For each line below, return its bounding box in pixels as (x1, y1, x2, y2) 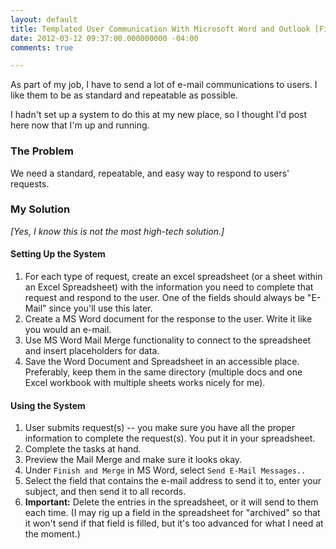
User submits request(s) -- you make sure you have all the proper (24, 422, 296, 434)
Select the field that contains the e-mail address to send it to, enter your (24, 475, 322, 487)
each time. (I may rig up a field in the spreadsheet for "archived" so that (24, 507, 321, 519)
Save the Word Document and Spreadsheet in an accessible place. (24, 356, 300, 368)
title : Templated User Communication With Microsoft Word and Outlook (10, 24, 311, 34)
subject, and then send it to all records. (24, 486, 187, 498)
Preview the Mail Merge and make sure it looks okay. (24, 454, 243, 466)
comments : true (10, 42, 74, 53)
